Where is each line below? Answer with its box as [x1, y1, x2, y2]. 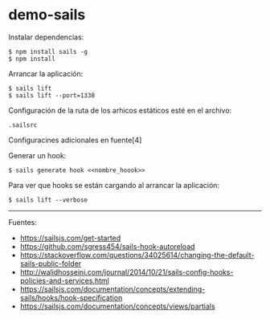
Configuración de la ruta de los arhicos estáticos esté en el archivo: [8, 105, 232, 115]
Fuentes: [8, 217, 38, 227]
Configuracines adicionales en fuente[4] [8, 135, 142, 145]
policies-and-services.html [19, 276, 110, 285]
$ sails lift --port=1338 [8, 91, 95, 100]
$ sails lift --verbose [8, 195, 88, 204]
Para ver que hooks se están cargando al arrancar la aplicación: [8, 180, 219, 190]
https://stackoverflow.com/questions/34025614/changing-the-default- [19, 250, 255, 260]
